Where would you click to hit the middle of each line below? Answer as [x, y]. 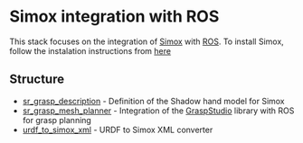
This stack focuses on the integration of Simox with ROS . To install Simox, [147, 41]
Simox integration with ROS [114, 17]
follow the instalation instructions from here [90, 50]
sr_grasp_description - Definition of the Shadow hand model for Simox [153, 101]
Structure [37, 80]
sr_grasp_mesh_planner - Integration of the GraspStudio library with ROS [158, 111]
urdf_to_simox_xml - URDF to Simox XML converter [118, 130]
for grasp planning [57, 120]
